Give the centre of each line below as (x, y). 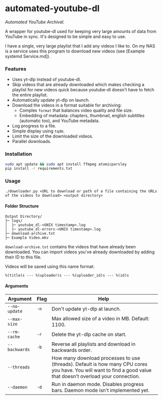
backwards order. (72, 350)
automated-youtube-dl (52, 9)
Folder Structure (22, 206)
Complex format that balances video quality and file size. (76, 110)
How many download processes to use (96, 358)
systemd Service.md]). (28, 56)
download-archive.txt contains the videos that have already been (70, 246)
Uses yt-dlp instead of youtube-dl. (47, 79)
